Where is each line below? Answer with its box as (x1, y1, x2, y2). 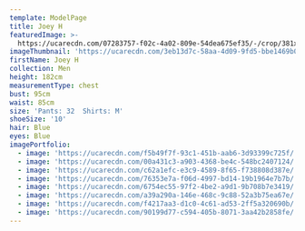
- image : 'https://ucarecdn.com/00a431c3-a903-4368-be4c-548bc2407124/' (17, 156, 299, 166)
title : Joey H (9, 22, 64, 31)
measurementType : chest (9, 81, 100, 90)
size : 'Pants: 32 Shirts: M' (9, 106, 124, 115)
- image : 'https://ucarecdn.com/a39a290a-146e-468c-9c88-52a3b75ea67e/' (17, 191, 299, 200)
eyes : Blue (9, 132, 51, 141)
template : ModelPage (9, 13, 88, 23)
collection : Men (9, 65, 71, 74)
